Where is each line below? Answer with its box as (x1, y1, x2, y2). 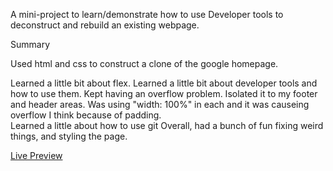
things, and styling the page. (10, 130, 128, 142)
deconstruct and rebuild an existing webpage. (10, 19, 200, 31)
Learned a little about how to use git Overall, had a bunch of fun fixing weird (10, 120, 324, 131)
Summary (10, 39, 51, 50)
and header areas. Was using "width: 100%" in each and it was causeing (10, 99, 310, 110)
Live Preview (10, 150, 63, 161)
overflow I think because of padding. (10, 109, 162, 121)
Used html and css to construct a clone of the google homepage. (10, 58, 279, 69)
